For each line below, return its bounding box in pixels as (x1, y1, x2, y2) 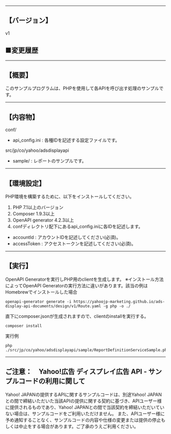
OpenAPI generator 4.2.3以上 (12, 217, 74, 223)
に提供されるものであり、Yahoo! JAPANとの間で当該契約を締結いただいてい (5, 404, 164, 410)
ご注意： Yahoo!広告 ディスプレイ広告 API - (5, 367, 147, 376)
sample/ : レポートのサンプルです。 (12, 158, 87, 164)
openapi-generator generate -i (5, 299, 72, 304)
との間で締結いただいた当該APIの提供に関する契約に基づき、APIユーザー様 (5, 398, 162, 404)
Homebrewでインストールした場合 (5, 289, 77, 295)
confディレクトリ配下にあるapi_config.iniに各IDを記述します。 (12, 224, 144, 230)
